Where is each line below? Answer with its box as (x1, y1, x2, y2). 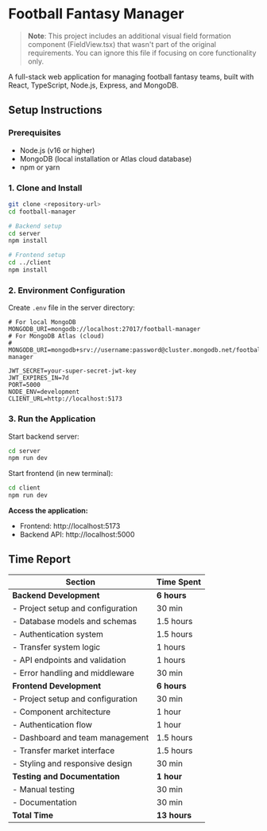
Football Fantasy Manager (8, 5, 184, 23)
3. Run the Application (8, 413, 96, 424)
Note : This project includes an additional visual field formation (27, 31, 232, 41)
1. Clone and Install (8, 182, 83, 193)
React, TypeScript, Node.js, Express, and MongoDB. (8, 80, 179, 90)
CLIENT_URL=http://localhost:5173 (8, 395, 123, 403)
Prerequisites (8, 127, 61, 138)
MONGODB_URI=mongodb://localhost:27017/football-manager (8, 326, 201, 334)
